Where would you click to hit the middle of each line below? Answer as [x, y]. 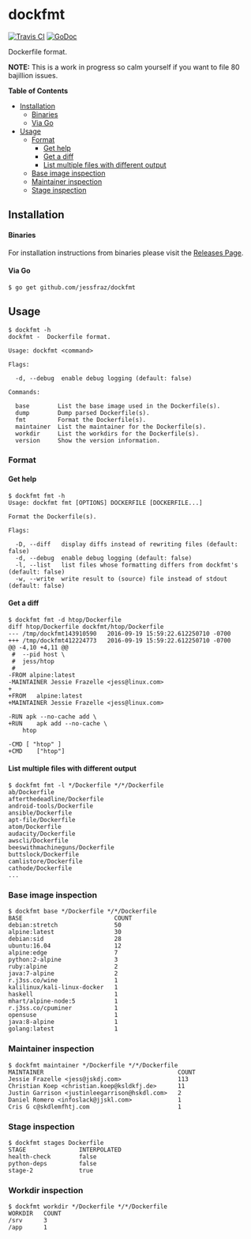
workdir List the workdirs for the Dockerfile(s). [107, 433]
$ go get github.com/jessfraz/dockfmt [72, 287]
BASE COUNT [70, 918]
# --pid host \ [38, 654]
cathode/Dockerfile [40, 868]
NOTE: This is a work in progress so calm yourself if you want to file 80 [124, 67]
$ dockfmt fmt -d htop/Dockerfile [65, 619]
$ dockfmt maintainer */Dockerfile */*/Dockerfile [93, 1065]
